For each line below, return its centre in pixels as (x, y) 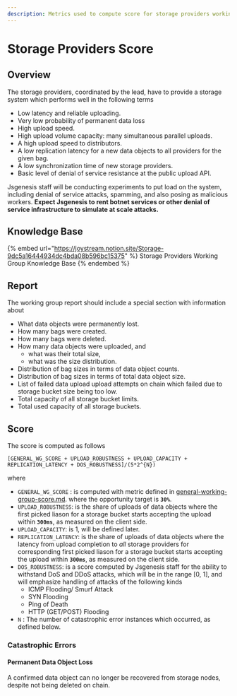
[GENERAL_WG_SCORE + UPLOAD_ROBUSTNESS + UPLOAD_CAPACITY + (98, 459)
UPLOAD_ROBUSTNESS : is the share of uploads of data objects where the (117, 507)
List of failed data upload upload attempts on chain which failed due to (120, 384)
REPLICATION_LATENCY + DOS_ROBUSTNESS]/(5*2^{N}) (82, 465)
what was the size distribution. (72, 362)
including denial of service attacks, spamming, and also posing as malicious (117, 194)
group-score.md (41, 500)
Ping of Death (48, 604)
